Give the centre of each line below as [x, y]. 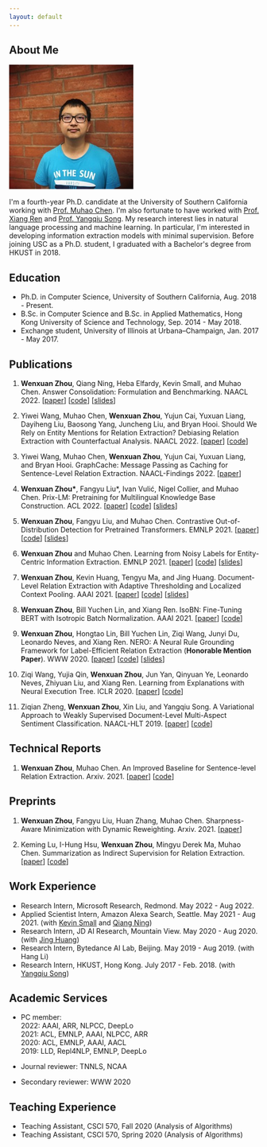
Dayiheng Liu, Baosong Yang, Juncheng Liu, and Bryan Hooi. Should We [139, 424]
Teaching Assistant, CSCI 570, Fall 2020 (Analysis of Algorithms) [126, 1126]
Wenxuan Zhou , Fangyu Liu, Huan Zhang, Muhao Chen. [112, 821]
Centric [33, 562]
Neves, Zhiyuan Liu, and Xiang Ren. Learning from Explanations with [132, 683]
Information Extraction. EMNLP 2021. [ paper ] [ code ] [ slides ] [145, 562]
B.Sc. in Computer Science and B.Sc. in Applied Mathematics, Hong [132, 314]
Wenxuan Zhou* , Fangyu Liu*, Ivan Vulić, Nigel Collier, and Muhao [130, 489]
